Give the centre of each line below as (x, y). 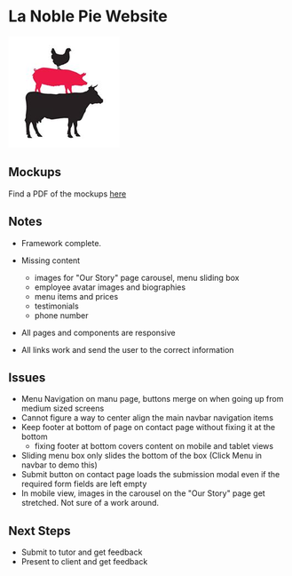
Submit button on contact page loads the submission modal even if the (150, 475)
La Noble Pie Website (88, 16)
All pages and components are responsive (98, 332)
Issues (27, 377)
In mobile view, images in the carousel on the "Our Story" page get (143, 493)
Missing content (51, 260)
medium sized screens (63, 408)
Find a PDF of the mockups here (67, 194)
